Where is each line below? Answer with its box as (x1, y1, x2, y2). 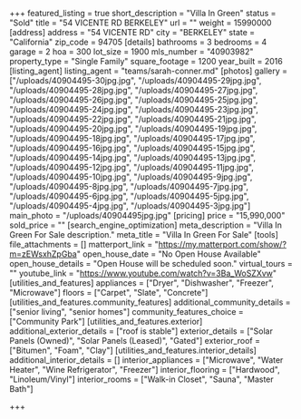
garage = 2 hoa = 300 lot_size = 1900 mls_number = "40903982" (9, 46, 254, 57)
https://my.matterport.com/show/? (158, 239, 287, 249)
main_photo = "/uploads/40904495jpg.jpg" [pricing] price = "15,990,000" (9, 210, 286, 220)
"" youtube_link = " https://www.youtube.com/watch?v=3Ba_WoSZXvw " (9, 268, 277, 278)
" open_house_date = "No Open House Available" (76, 248, 261, 259)
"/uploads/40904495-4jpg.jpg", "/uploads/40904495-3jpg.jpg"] (9, 200, 251, 211)
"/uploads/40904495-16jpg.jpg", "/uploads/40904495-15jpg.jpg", (9, 142, 256, 153)
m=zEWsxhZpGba (9, 248, 77, 259)
